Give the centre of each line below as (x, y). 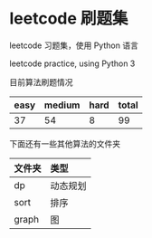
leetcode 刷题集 (69, 19)
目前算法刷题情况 (41, 81)
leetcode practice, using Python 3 (72, 63)
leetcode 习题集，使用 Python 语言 (74, 45)
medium (62, 105)
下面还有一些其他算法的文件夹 (65, 143)
